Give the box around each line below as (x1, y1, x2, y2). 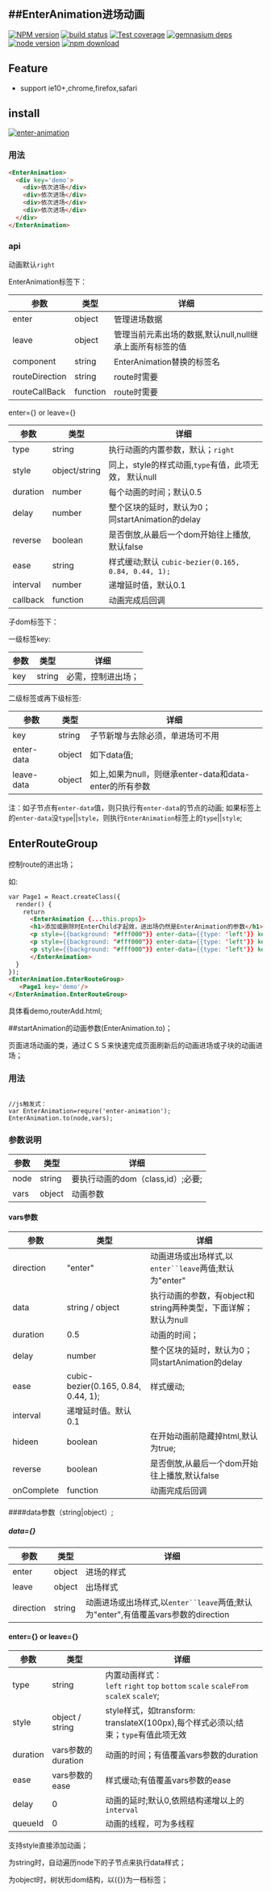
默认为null (150, 1314, 188, 1325)
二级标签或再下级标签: (8, 694, 82, 703)
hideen (12, 1436, 39, 1447)
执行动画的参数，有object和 (150, 1290, 256, 1301)
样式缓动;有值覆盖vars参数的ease (105, 1775, 231, 1786)
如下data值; (90, 750, 134, 761)
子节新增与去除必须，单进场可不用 (90, 730, 219, 741)
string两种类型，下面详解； (150, 1302, 253, 1313)
